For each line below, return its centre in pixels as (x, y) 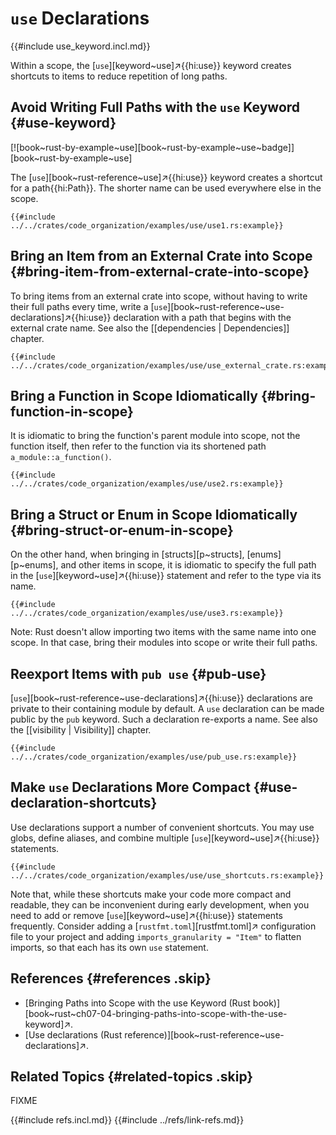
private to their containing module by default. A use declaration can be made (167, 708)
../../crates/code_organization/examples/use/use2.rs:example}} (147, 484)
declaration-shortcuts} (84, 803)
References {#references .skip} (111, 978)
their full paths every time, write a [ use (89, 306)
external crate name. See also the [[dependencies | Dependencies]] (150, 328)
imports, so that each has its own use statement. (109, 947)
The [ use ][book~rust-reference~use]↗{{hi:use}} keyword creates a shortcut (166, 177)
